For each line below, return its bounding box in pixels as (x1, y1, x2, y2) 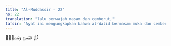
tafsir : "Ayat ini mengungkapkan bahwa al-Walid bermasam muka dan (5, 21, 152, 26)
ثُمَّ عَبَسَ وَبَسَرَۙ (5, 35, 38, 41)
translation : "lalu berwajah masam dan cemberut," (5, 16, 115, 21)
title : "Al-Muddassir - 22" (5, 7, 65, 12)
